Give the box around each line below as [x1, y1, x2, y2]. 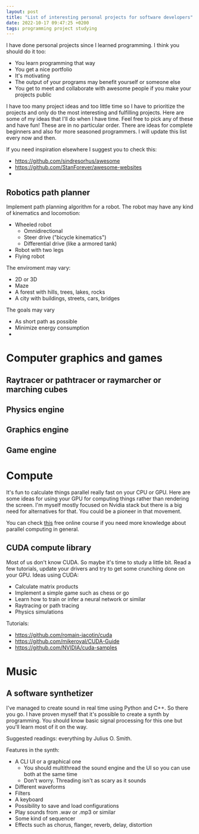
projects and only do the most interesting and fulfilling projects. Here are [6, 109, 185, 116]
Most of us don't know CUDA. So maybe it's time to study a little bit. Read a [6, 558, 191, 566]
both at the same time [23, 770, 77, 777]
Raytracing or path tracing [14, 602, 79, 609]
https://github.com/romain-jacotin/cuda [14, 631, 113, 638]
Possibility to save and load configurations [14, 802, 119, 809]
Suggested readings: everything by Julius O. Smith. [6, 735, 132, 742]
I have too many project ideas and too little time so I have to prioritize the [6, 102, 185, 110]
